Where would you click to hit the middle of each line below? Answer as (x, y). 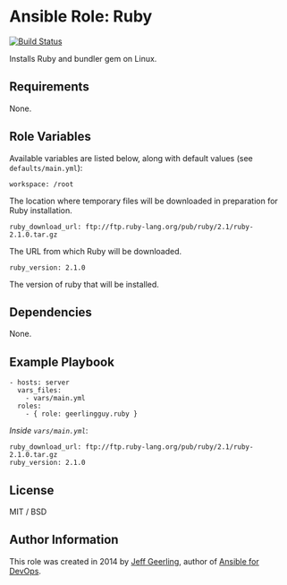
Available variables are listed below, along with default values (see (131, 158)
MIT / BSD (28, 512)
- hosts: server (39, 383)
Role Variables (50, 137)
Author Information (64, 540)
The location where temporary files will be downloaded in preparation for (144, 201)
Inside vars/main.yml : (49, 431)
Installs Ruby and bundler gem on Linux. (83, 58)
